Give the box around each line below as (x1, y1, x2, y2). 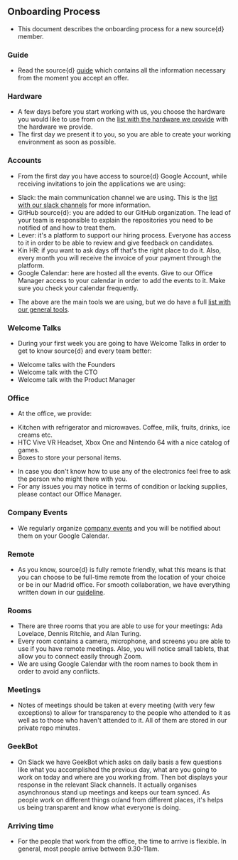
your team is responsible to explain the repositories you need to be (17, 216, 214, 224)
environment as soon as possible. (17, 138, 117, 147)
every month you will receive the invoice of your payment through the (17, 253, 222, 262)
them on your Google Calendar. (17, 531, 110, 540)
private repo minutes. (17, 723, 80, 732)
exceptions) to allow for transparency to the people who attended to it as (17, 708, 231, 717)
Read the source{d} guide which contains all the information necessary (17, 66, 226, 75)
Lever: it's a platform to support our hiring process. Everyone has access (17, 230, 232, 239)
